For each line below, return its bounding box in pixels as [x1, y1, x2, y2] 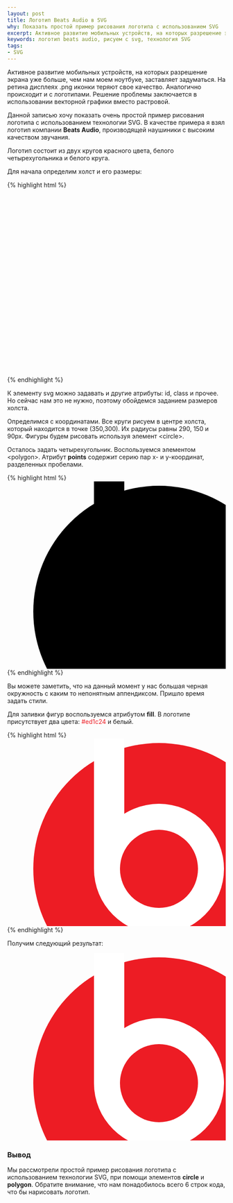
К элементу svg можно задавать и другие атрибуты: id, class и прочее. [7, 389, 219, 397]
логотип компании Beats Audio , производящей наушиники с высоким [7, 126, 215, 134]
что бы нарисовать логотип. [7, 1188, 90, 1196]
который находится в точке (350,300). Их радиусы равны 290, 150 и [7, 424, 209, 432]
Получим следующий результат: [7, 939, 104, 948]
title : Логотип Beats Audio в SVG [7, 17, 107, 24]
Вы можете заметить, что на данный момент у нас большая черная [7, 682, 208, 690]
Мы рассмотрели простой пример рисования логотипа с [7, 1166, 177, 1174]
